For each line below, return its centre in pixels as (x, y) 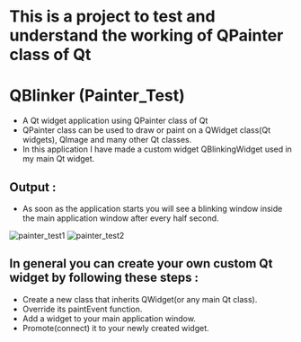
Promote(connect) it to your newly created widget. (115, 328)
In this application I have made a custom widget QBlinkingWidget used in (157, 149)
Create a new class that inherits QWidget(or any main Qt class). (140, 299)
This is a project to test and (112, 17)
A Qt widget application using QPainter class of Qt (115, 121)
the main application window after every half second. (120, 218)
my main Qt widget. (58, 159)
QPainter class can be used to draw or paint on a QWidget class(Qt (146, 130)
